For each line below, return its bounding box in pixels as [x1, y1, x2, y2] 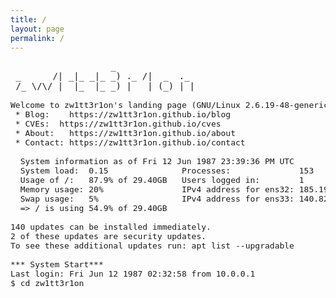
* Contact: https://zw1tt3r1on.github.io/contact [14, 137, 246, 148]
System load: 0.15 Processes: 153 [19, 166, 315, 176]
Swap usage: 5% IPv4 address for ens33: [19, 194, 295, 205]
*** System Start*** [10, 259, 104, 270]
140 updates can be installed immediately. [10, 222, 212, 233]
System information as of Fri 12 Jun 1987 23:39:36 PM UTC [19, 156, 295, 167]
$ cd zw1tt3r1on [10, 278, 85, 289]
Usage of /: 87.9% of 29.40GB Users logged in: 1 [19, 175, 305, 186]
